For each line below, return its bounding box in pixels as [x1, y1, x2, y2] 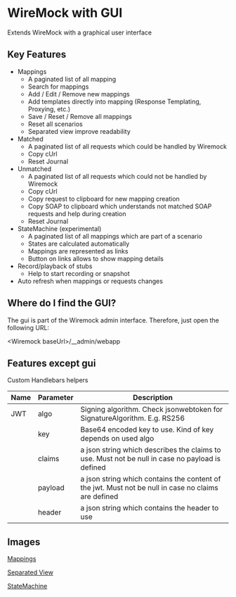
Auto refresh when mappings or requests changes [17, 277, 164, 285]
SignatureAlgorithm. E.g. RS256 [80, 413, 185, 423]
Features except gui [7, 357, 96, 369]
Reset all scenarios [27, 120, 83, 128]
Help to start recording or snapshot [27, 269, 130, 277]
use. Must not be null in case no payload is [80, 454, 221, 464]
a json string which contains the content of [80, 474, 221, 484]
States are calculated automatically [27, 239, 130, 248]
